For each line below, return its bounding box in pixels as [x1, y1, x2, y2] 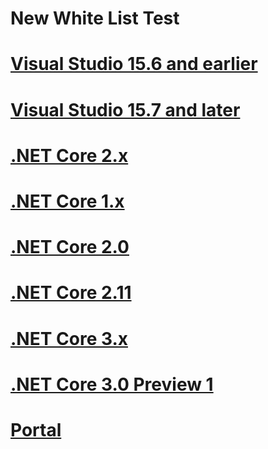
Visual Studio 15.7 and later [10, 98, 241, 121]
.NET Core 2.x [10, 144, 129, 167]
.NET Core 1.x [10, 190, 125, 212]
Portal [10, 418, 62, 441]
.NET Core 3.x [10, 327, 129, 350]
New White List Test [10, 7, 180, 30]
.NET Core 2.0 [10, 236, 130, 259]
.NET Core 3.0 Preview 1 [10, 373, 214, 396]
